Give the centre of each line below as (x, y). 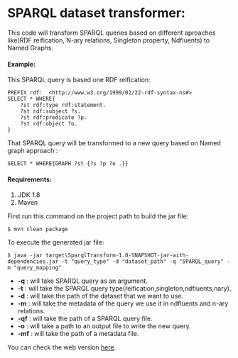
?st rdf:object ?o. (49, 124)
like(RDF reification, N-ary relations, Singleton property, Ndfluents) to (109, 40)
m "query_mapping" (34, 268)
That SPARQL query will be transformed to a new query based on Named (114, 143)
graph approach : (33, 151)
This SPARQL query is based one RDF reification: (79, 80)
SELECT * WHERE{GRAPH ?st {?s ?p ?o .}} (68, 164)
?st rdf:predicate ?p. (54, 118)
